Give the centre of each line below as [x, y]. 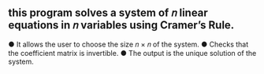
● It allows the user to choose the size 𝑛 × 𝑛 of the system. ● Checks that [128, 44]
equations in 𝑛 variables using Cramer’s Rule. [121, 26]
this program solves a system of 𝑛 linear [108, 13]
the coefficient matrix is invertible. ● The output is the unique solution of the [132, 53]
